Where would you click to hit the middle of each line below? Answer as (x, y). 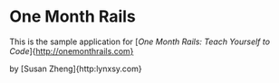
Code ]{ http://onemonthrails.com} (72, 51)
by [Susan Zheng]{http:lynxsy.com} (76, 69)
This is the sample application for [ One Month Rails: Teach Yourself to (139, 41)
